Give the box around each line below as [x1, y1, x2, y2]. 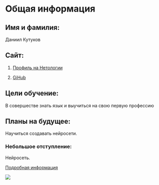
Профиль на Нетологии [12, 64, 63, 71]
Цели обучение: [5, 89, 59, 98]
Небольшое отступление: [5, 143, 72, 150]
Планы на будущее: [5, 117, 71, 126]
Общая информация [5, 3, 95, 15]
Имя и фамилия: [5, 23, 60, 32]
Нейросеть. [5, 155, 30, 161]
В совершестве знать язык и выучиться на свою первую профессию [5, 102, 154, 109]
